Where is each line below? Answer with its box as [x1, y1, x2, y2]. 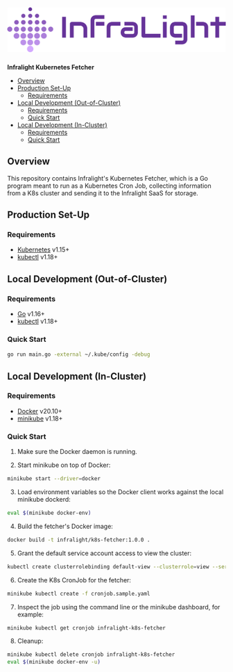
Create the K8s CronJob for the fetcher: [17, 575, 132, 584]
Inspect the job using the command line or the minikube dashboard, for [17, 603, 221, 611]
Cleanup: [17, 637, 44, 646]
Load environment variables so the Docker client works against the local [17, 488, 224, 496]
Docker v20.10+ [17, 407, 62, 415]
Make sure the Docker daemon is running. [17, 448, 137, 456]
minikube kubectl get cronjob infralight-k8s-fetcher [7, 624, 166, 632]
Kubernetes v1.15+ [17, 245, 70, 254]
